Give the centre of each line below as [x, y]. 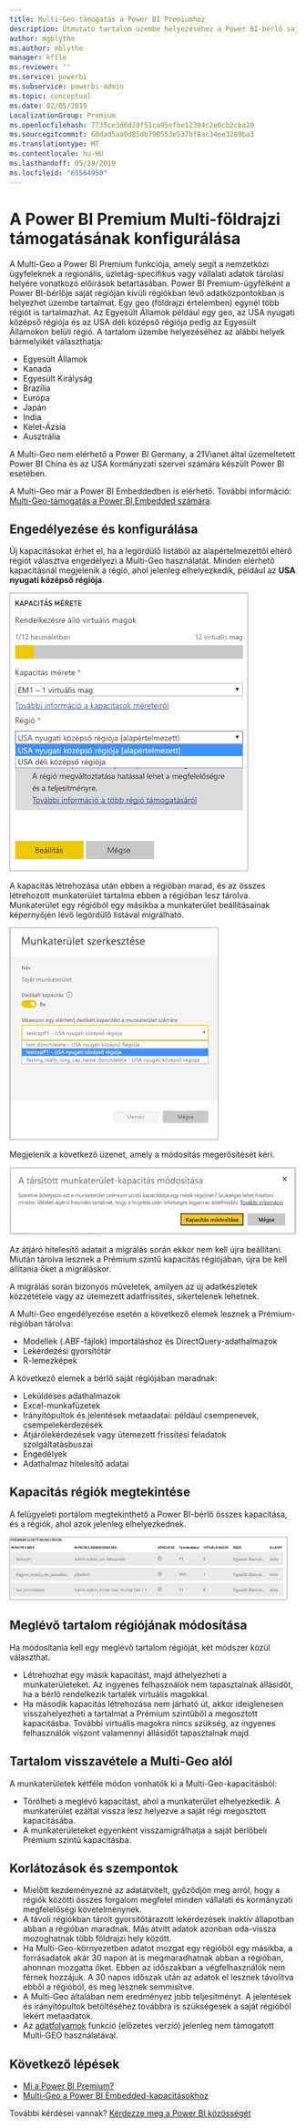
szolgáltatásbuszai [58, 1445]
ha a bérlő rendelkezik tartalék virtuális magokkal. [116, 1693]
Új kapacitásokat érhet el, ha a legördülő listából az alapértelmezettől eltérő [151, 551]
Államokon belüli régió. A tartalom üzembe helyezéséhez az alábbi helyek [147, 332]
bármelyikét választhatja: [56, 341]
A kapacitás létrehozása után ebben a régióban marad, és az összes [138, 886]
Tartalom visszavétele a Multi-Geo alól [121, 1761]
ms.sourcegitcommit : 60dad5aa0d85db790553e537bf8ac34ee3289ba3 [132, 135]
